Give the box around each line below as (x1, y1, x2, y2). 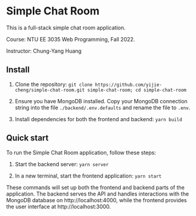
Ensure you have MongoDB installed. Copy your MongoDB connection (14, 97, 188, 104)
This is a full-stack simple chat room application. (6, 24, 125, 31)
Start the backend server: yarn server (14, 160, 109, 167)
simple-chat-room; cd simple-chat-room (87, 87, 186, 93)
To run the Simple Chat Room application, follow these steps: (6, 149, 157, 156)
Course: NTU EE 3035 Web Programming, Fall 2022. (6, 35, 136, 43)
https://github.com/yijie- (94, 82, 163, 88)
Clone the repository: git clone (14, 80, 93, 88)
